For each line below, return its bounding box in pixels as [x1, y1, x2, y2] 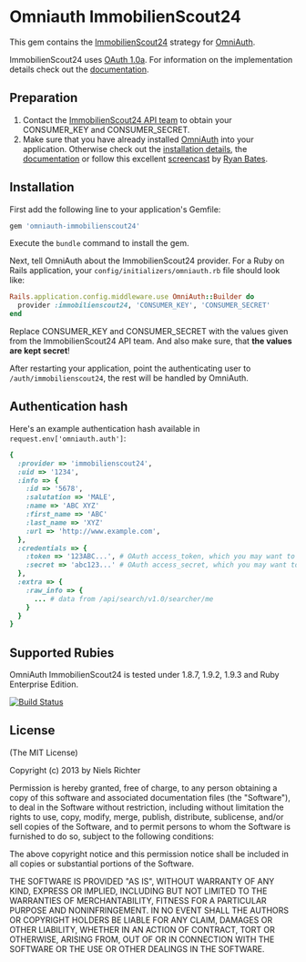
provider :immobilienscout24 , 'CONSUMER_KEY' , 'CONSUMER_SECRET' [17, 301, 271, 311]
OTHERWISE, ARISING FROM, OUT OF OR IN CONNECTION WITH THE [9, 934, 275, 945]
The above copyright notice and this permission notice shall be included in [9, 848, 289, 859]
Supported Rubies [9, 645, 115, 660]
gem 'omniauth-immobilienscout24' [9, 221, 141, 230]
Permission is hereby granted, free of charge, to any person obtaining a [9, 782, 278, 793]
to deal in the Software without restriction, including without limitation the [9, 802, 284, 813]
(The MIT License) [9, 747, 79, 758]
